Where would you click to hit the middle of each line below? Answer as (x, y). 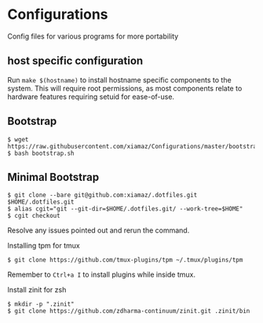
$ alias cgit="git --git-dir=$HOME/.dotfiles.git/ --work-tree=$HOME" (125, 209)
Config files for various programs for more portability (93, 36)
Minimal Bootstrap (53, 177)
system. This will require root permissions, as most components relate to (125, 88)
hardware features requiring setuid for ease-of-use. (91, 97)
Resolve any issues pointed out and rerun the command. (99, 230)
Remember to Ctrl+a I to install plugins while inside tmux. (101, 275)
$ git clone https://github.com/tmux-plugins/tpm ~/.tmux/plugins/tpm (125, 260)
